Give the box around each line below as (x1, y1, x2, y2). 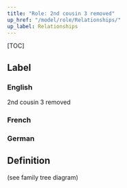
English (7, 82, 33, 92)
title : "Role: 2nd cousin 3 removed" (7, 10, 115, 17)
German (7, 134, 35, 143)
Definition (7, 155, 50, 167)
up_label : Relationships (7, 23, 78, 30)
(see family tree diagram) (7, 173, 79, 181)
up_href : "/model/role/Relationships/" (7, 17, 122, 23)
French (7, 115, 32, 125)
